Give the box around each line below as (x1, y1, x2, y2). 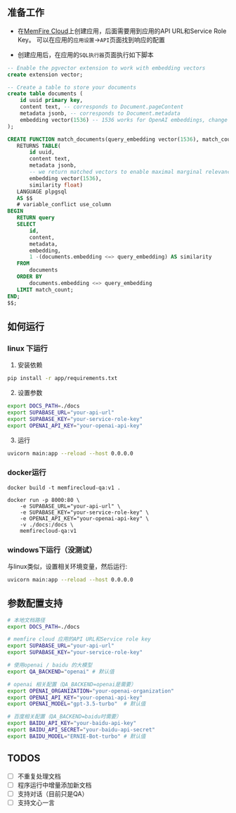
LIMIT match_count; (16, 286, 74, 294)
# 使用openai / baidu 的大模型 (7, 662, 93, 669)
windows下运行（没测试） (7, 545, 97, 555)
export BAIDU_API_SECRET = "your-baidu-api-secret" (7, 726, 156, 733)
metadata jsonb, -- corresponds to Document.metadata (20, 110, 181, 118)
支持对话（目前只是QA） (17, 789, 88, 798)
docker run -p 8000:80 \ (7, 496, 80, 503)
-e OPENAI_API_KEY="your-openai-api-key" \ (20, 515, 150, 522)
